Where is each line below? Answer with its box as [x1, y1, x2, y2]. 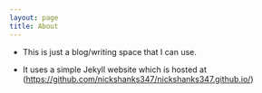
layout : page [9, 13, 59, 23]
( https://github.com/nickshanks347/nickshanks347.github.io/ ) [22, 73, 254, 84]
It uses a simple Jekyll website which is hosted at [22, 64, 207, 75]
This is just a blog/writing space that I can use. [22, 46, 197, 57]
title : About [9, 22, 59, 31]
